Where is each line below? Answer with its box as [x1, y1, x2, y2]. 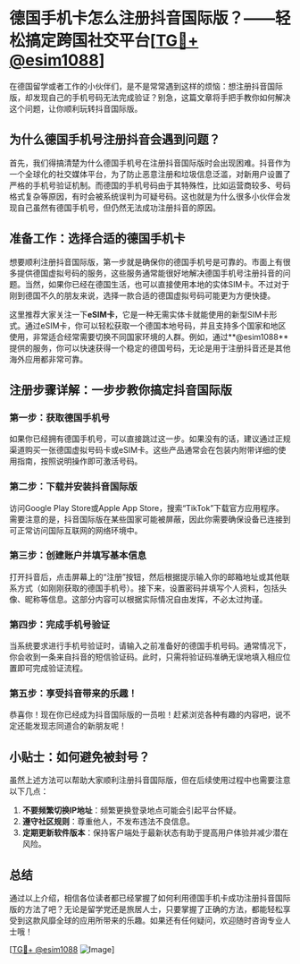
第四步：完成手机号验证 [9, 618, 110, 631]
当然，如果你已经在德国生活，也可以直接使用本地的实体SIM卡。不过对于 [24, 278, 290, 289]
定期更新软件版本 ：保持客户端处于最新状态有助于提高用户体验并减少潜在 [21, 827, 288, 838]
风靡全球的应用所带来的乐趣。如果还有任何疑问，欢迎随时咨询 [39, 915, 268, 926]
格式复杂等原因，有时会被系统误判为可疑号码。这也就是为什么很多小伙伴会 [9, 191, 283, 201]
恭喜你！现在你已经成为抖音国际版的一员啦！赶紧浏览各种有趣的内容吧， [9, 709, 275, 721]
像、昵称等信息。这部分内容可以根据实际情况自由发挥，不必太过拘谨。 [9, 593, 268, 604]
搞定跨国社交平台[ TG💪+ [25, 30, 199, 51]
